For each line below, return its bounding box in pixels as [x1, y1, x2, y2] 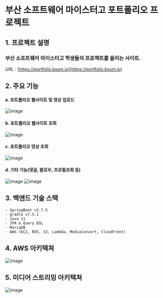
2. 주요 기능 [5, 82, 39, 90]
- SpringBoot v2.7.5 [5, 207, 48, 212]
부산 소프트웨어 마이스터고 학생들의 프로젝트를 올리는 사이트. [5, 54, 141, 61]
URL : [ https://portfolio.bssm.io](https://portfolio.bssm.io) [5, 66, 123, 72]
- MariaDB [5, 225, 26, 230]
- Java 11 [5, 216, 26, 221]
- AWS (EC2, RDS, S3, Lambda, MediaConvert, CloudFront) [5, 229, 126, 234]
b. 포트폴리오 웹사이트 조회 [5, 120, 57, 126]
